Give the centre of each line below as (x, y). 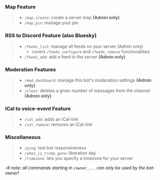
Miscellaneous (23, 137)
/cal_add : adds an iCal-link (51, 120)
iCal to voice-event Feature (38, 108)
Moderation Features (31, 69)
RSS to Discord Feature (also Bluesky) (51, 35)
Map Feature (20, 7)
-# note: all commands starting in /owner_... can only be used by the (75, 168)
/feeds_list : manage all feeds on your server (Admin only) (84, 46)
